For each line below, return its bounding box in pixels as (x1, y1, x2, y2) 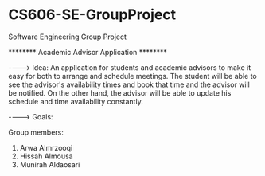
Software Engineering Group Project (8, 32, 127, 41)
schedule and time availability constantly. (8, 96, 143, 106)
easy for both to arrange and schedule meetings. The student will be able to (8, 71, 257, 80)
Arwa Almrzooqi (19, 143, 73, 152)
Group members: (8, 127, 64, 137)
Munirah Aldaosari (19, 159, 80, 169)
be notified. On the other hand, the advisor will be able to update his (8, 88, 232, 97)
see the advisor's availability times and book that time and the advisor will (8, 80, 251, 89)
